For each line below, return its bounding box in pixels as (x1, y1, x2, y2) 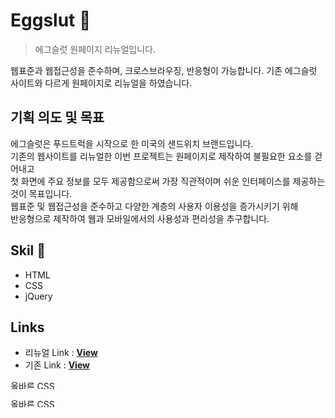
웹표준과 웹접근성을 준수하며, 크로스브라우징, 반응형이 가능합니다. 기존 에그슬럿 (10, 64, 318, 76)
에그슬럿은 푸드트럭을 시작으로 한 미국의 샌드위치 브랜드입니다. (10, 137, 254, 149)
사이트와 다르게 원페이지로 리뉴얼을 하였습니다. (10, 77, 193, 89)
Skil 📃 (10, 242, 47, 259)
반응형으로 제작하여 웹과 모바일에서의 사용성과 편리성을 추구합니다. (10, 212, 270, 224)
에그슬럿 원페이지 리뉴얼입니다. (34, 43, 157, 55)
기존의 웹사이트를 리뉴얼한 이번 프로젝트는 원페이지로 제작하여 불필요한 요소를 (10, 150, 313, 162)
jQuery (24, 290, 53, 302)
